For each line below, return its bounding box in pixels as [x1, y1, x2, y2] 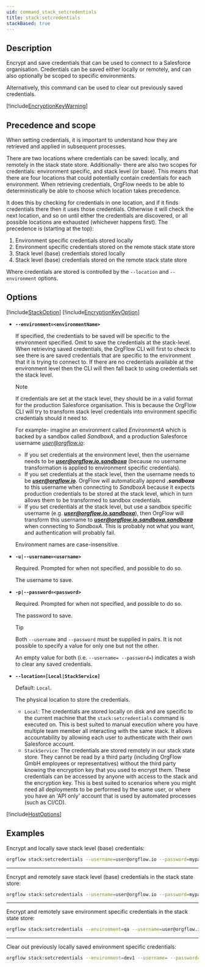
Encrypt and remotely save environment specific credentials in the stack [6, 908, 188, 916]
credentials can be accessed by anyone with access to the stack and [24, 773, 198, 780]
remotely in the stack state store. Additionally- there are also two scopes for [6, 161, 197, 168]
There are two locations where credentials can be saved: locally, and [6, 155, 179, 162]
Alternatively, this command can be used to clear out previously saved [6, 84, 183, 92]
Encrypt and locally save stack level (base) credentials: [6, 844, 145, 851]
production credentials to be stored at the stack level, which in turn [24, 490, 193, 497]
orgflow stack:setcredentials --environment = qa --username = [6, 927, 163, 933]
